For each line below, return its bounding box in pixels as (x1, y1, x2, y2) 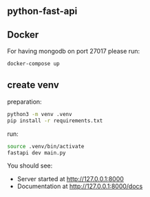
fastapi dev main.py (7, 149, 67, 157)
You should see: (7, 161, 53, 170)
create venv (7, 79, 60, 91)
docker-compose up (7, 60, 60, 67)
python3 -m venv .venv (7, 111, 72, 117)
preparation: (7, 97, 43, 106)
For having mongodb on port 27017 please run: (7, 47, 140, 56)
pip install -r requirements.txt (7, 117, 103, 124)
